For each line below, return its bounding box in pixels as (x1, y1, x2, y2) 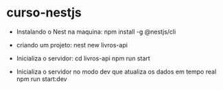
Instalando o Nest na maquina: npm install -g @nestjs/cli (16, 27, 176, 36)
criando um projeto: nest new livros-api (16, 41, 128, 49)
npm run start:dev (16, 74, 67, 83)
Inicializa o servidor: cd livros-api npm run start (16, 54, 150, 63)
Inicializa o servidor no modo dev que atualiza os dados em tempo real (16, 67, 217, 76)
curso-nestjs (6, 5, 82, 21)
